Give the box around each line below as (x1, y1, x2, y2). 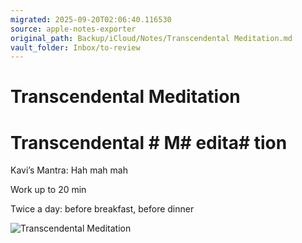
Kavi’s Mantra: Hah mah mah (10, 164, 128, 176)
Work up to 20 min (10, 184, 87, 196)
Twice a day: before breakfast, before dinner (10, 203, 195, 215)
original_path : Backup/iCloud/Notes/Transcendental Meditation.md (10, 33, 293, 43)
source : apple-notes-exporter (10, 24, 137, 34)
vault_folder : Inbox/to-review (10, 42, 141, 53)
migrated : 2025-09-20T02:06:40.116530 (10, 14, 172, 25)
